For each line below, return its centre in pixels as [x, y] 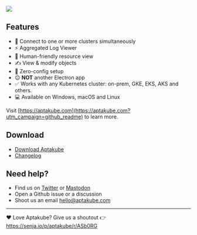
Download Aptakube [39, 149]
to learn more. [101, 117]
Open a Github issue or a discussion [58, 194]
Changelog [28, 155]
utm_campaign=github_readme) [45, 117]
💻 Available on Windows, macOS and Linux [67, 97]
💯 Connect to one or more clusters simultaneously [75, 41]
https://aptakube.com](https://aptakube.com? [75, 110]
